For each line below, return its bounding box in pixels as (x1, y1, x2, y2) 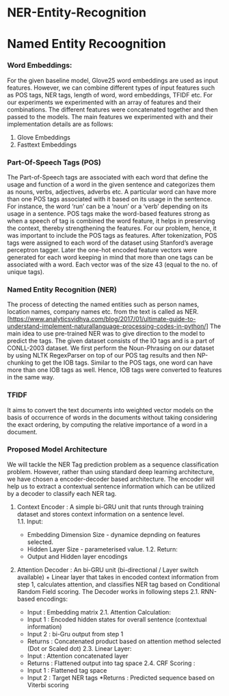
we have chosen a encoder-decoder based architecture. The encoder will (7, 475, 215, 483)
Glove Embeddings (16, 133, 70, 141)
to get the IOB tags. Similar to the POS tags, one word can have (34, 358, 213, 367)
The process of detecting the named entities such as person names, (7, 300, 200, 309)
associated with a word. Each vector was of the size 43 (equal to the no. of (7, 260, 218, 269)
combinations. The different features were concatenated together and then (7, 105, 218, 114)
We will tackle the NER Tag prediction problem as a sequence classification (7, 460, 219, 469)
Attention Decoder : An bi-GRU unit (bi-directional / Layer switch (16, 565, 199, 573)
